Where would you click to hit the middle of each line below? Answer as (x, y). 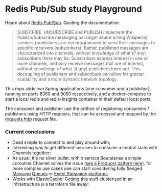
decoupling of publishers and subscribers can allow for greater (81, 74)
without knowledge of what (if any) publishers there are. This (79, 69)
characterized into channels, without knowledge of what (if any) (81, 53)
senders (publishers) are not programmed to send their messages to (86, 42)
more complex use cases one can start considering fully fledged (77, 168)
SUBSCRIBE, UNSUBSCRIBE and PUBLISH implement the (75, 32)
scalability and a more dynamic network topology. (67, 79)
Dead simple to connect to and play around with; (61, 142)
